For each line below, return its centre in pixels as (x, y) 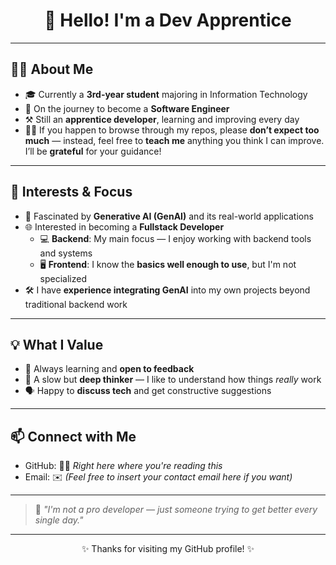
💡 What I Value (57, 344)
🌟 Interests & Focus (71, 192)
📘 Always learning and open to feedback (109, 369)
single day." (59, 520)
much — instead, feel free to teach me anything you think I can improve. (174, 140)
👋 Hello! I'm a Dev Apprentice (168, 20)
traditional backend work (76, 304)
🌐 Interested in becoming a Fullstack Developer (124, 226)
